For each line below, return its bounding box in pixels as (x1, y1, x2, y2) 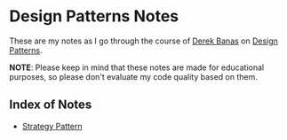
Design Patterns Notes (9, 6, 179, 27)
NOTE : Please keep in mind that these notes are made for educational (9, 62, 265, 73)
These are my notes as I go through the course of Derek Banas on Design (9, 35, 278, 46)
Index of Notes (9, 97, 92, 113)
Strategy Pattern (21, 121, 83, 131)
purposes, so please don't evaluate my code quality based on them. (9, 71, 258, 82)
